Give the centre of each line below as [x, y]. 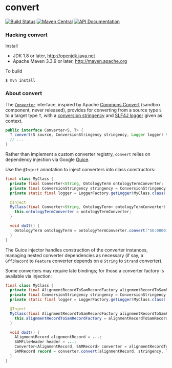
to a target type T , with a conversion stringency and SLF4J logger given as [84, 115]
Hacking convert [26, 35]
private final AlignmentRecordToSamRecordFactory [64, 290]
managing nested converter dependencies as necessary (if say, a [74, 255]
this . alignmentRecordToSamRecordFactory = [60, 318]
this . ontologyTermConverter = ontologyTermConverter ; [73, 212]
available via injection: [29, 276]
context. [14, 121]
